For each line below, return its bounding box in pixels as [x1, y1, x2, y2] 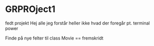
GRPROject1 [5, 3, 56, 15]
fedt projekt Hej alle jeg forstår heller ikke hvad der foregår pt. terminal [5, 20, 150, 26]
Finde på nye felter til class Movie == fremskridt [5, 35, 104, 41]
